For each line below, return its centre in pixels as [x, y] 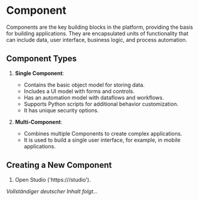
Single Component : [39, 73]
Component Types [41, 58]
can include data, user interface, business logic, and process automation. [97, 40]
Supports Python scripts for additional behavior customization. [101, 104]
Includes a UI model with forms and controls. [79, 91]
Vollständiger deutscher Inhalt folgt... [52, 191]
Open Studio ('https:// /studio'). [53, 179]
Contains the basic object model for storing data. [84, 85]
